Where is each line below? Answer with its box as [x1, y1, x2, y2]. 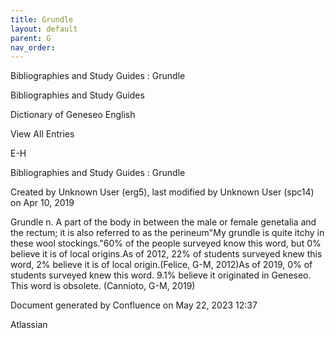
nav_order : [10, 42, 56, 53]
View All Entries [10, 128, 75, 140]
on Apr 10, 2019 [10, 197, 75, 209]
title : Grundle [10, 14, 74, 25]
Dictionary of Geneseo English [10, 109, 136, 121]
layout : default [10, 24, 78, 34]
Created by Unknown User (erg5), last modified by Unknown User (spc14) [10, 186, 315, 198]
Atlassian [10, 319, 48, 331]
